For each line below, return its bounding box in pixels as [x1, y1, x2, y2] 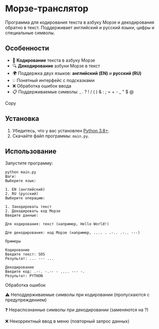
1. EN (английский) [5, 187, 45, 192]
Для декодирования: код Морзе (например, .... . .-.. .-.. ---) [5, 230, 140, 235]
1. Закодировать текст [5, 205, 52, 209]
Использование [5, 147, 57, 156]
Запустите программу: [5, 160, 53, 166]
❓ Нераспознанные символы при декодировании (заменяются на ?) [5, 307, 149, 313]
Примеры [5, 239, 21, 244]
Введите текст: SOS [5, 252, 45, 257]
